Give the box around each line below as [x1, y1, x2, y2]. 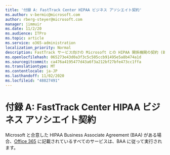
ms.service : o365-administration [5, 41, 76, 46]
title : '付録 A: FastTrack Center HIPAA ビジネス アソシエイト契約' [5, 7, 142, 13]
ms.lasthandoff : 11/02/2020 [5, 73, 65, 79]
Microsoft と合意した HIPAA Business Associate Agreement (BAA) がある [5, 132, 157, 138]
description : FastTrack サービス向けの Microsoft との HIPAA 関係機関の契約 [5, 50, 158, 55]
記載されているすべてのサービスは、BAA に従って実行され [41, 138, 162, 144]
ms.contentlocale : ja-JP [5, 69, 58, 74]
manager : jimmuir [5, 21, 42, 27]
